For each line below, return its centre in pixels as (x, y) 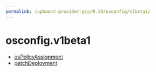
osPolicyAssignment (39, 57)
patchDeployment (36, 63)
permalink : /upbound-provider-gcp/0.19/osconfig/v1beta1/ (78, 11)
